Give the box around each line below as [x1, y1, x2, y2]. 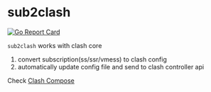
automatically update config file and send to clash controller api [17, 62, 205, 71]
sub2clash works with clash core [7, 41, 102, 50]
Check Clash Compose [7, 76, 75, 85]
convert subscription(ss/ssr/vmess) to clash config [17, 54, 167, 64]
